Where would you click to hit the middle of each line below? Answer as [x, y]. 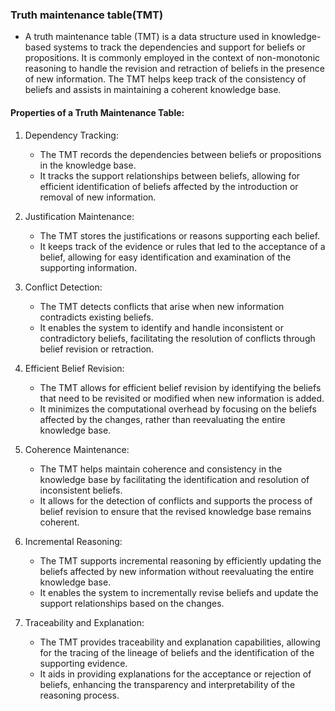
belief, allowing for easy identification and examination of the [165, 257]
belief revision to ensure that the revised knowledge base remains [175, 511]
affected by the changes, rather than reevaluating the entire [162, 419]
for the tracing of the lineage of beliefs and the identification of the [177, 652]
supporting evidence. [83, 663]
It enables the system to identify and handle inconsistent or [162, 327]
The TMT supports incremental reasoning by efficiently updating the [180, 560]
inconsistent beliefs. [81, 490]
